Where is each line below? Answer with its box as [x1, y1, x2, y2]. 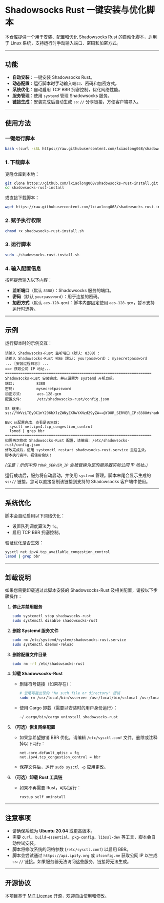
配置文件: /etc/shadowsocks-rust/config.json [5, 396, 110, 402]
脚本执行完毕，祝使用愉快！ [5, 453, 53, 458]
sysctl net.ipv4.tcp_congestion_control [9, 424, 93, 429]
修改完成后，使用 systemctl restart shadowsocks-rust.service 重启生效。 [5, 447, 149, 452]
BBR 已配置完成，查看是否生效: [5, 420, 60, 425]
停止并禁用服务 [12, 604, 42, 610]
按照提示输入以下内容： [5, 277, 52, 283]
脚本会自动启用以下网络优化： [5, 513, 65, 518]
